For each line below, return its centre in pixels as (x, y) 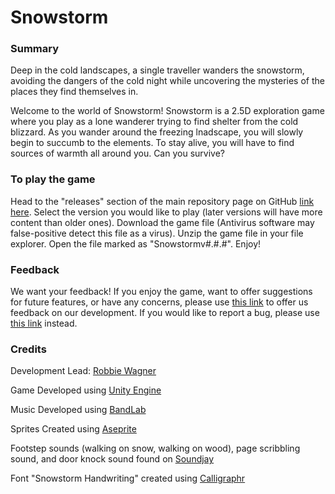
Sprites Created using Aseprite (73, 429)
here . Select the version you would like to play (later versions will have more (166, 212)
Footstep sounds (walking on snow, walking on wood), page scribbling (155, 448)
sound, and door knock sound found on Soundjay (112, 459)
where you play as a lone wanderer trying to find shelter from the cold (154, 122)
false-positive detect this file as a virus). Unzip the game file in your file (157, 233)
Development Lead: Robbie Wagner (83, 371)
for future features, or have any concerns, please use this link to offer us (159, 302)
